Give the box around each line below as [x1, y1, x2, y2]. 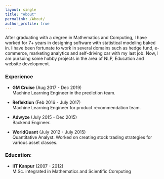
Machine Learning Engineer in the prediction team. [12, 89, 116, 95]
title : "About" [5, 12, 37, 17]
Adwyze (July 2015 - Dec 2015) [12, 114, 78, 120]
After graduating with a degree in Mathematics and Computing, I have [5, 35, 147, 41]
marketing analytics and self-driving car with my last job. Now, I [29, 50, 159, 56]
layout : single [5, 7, 37, 12]
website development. [5, 61, 50, 67]
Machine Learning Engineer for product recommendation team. [12, 104, 141, 110]
